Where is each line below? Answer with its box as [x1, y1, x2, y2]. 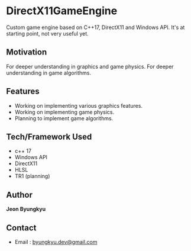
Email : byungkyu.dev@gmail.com [14, 239, 98, 245]
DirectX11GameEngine [6, 4, 118, 18]
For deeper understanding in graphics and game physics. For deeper [6, 63, 174, 70]
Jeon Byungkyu [6, 205, 46, 213]
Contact [6, 223, 37, 233]
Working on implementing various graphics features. [14, 102, 143, 109]
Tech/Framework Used [6, 131, 92, 141]
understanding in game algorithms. [6, 69, 92, 76]
